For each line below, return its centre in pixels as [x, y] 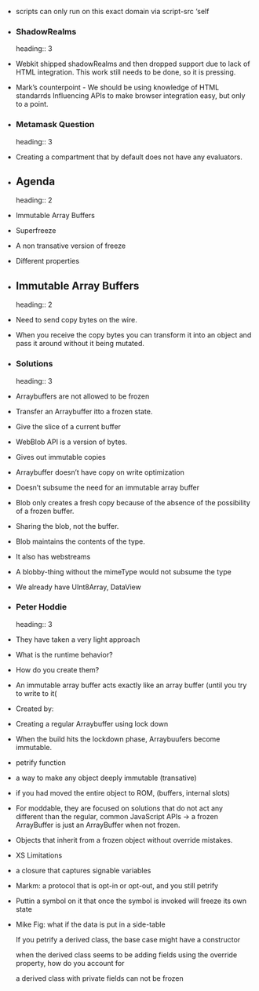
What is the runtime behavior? [64, 654]
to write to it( [36, 693]
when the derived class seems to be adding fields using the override [126, 955]
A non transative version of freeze [71, 246]
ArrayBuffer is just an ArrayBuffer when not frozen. [98, 825]
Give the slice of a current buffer [68, 426]
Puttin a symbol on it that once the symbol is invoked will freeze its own [131, 901]
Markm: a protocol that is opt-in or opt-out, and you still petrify [117, 885]
